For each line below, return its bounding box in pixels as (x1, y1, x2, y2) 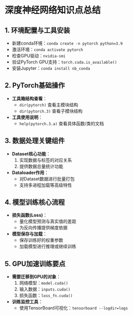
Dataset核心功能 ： (11, 150, 51, 156)
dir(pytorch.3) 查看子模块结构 (19, 108, 83, 114)
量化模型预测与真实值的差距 (19, 218, 77, 224)
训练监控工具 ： (11, 298, 43, 305)
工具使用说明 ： (11, 114, 43, 120)
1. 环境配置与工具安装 (4, 26, 70, 34)
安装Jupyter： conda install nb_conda (11, 65, 90, 71)
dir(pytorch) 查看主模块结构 (19, 101, 78, 107)
